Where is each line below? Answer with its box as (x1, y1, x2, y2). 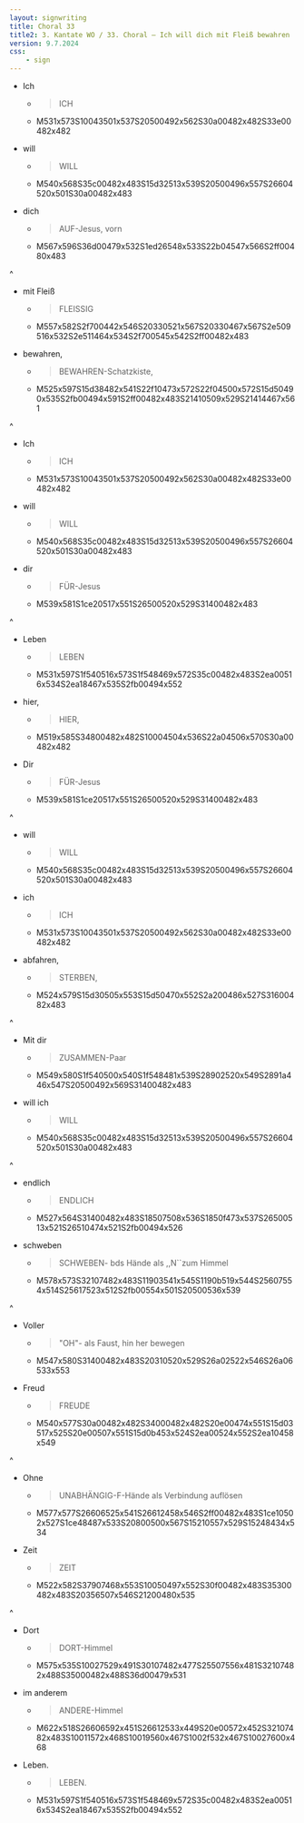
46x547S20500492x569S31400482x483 (35, 1080, 192, 1090)
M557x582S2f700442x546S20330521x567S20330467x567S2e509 (35, 321, 292, 332)
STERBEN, (58, 972, 98, 982)
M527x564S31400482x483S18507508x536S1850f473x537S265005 (35, 1213, 293, 1224)
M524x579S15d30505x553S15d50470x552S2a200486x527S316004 (35, 990, 295, 1001)
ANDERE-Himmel (58, 1705, 123, 1716)
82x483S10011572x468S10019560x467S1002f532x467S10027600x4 (35, 1732, 296, 1743)
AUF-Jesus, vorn (58, 224, 123, 234)
